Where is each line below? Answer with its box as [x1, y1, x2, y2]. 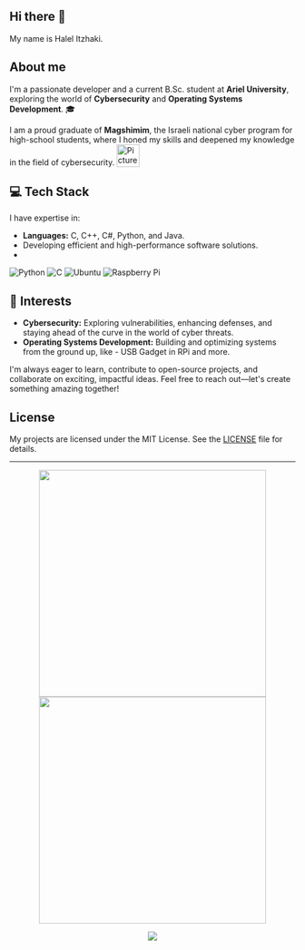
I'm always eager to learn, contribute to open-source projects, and [9, 364, 259, 375]
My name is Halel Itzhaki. [9, 33, 103, 44]
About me [9, 60, 66, 75]
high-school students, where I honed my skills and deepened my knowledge [9, 133, 295, 145]
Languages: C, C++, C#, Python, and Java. [22, 230, 185, 241]
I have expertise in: [9, 212, 81, 223]
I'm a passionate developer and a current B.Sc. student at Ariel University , [9, 83, 290, 94]
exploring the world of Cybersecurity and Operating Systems [9, 93, 243, 104]
